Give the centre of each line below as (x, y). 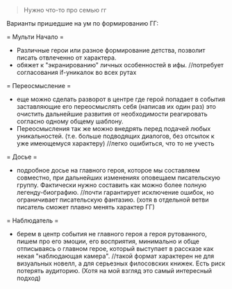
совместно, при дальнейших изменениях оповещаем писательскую (118, 177)
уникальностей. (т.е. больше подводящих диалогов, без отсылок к (115, 136)
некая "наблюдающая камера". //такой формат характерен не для (115, 256)
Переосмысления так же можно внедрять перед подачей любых (114, 129)
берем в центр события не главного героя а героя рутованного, (112, 234)
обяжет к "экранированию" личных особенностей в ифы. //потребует (120, 65)
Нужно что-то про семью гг (65, 10)
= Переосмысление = (39, 86)
